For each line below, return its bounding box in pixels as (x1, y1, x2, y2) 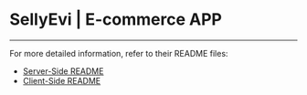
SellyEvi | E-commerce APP (9, 9, 222, 30)
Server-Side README (22, 65, 104, 77)
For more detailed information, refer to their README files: (9, 47, 228, 58)
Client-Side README (22, 75, 101, 86)
